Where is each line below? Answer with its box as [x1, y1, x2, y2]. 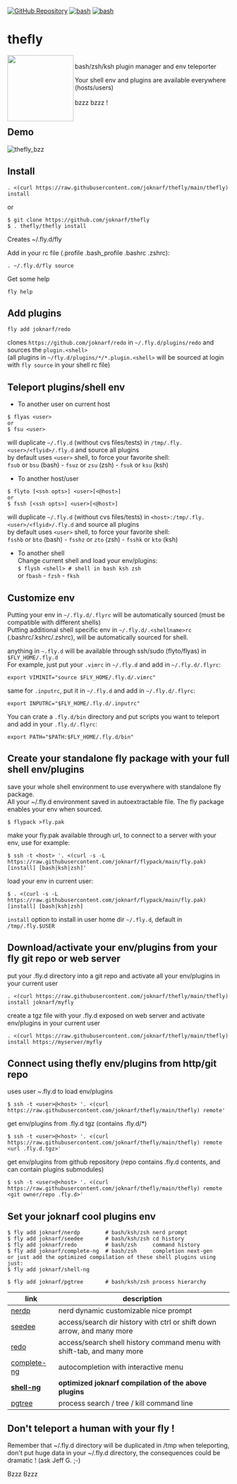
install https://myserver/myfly [7, 1038, 102, 1045]
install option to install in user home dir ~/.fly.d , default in [7, 915, 183, 923]
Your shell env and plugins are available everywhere [75, 75, 226, 84]
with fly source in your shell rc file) [7, 360, 111, 370]
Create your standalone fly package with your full [7, 753, 230, 765]
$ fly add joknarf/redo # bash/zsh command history [7, 1241, 200, 1248]
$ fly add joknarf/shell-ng [7, 1266, 90, 1273]
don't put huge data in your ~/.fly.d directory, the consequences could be [7, 1449, 221, 1457]
